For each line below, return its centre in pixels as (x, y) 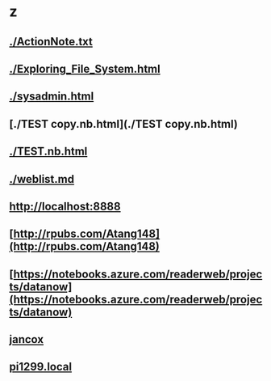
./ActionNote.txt (51, 42)
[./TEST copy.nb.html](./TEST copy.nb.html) (124, 124)
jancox (26, 339)
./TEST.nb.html (48, 152)
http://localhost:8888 (65, 206)
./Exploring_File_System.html (85, 68)
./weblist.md (42, 179)
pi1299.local (40, 367)
